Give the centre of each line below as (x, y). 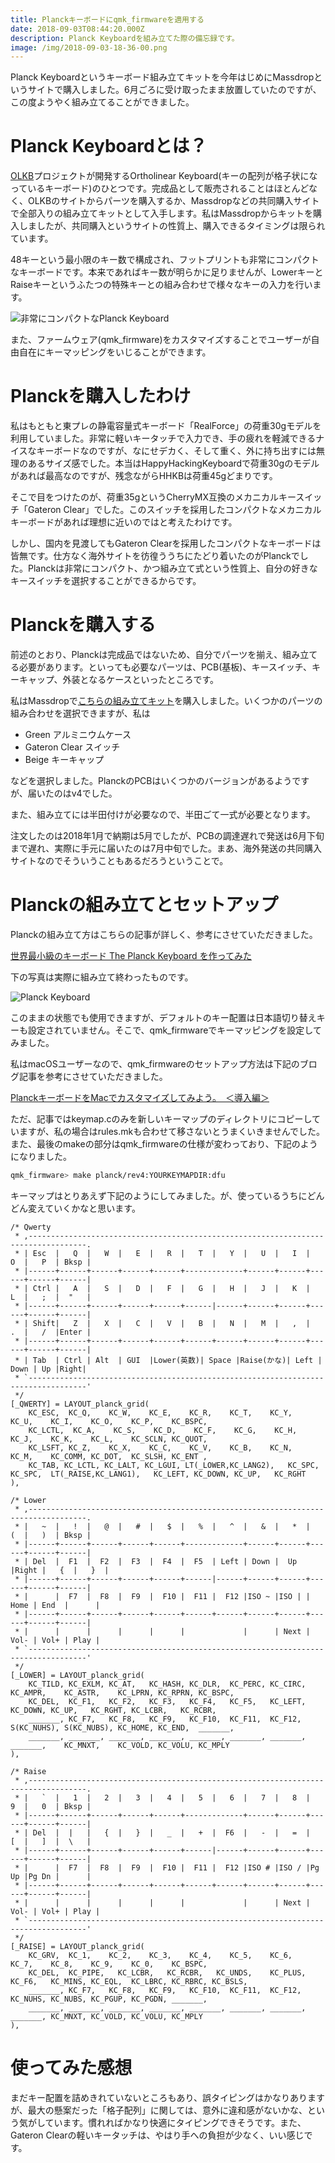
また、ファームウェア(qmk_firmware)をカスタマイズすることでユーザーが (161, 340)
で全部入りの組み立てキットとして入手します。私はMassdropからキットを (162, 213)
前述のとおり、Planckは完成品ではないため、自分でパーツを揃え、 (146, 655)
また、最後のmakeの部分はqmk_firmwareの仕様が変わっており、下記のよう (164, 1144)
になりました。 (41, 1156)
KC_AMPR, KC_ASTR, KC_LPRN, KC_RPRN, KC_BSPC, (122, 1692)
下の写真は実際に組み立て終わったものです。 (102, 977)
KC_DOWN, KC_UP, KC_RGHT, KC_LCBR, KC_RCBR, (113, 1710)
